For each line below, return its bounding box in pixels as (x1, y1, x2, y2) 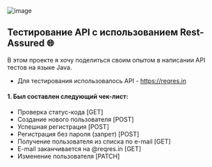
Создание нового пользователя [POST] (17, 115, 134, 124)
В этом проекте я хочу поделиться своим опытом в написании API (7, 55, 206, 64)
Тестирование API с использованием (7, 26, 179, 38)
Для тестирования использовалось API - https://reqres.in (17, 76, 186, 85)
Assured (7, 37, 45, 49)
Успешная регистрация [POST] (17, 123, 110, 131)
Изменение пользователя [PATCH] (17, 152, 120, 161)
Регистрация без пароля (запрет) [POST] (17, 130, 140, 139)
